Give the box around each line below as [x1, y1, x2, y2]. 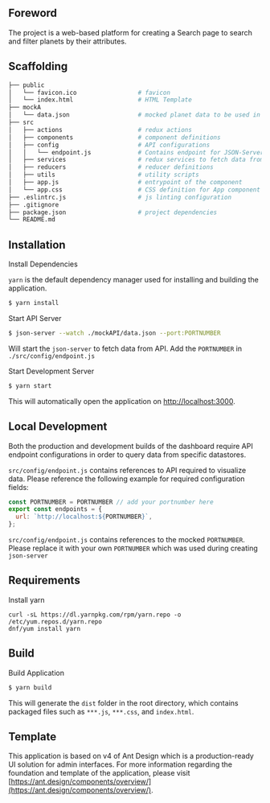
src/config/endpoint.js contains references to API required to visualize [8, 465, 247, 475]
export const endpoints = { [8, 505, 103, 513]
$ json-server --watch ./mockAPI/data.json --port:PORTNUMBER [8, 329, 221, 337]
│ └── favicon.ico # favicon [8, 89, 171, 97]
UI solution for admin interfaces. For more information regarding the [8, 760, 233, 769]
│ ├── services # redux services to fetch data [8, 156, 247, 164]
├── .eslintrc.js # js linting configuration [8, 193, 231, 201]
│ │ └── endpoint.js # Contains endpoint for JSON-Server [8, 148, 264, 156]
